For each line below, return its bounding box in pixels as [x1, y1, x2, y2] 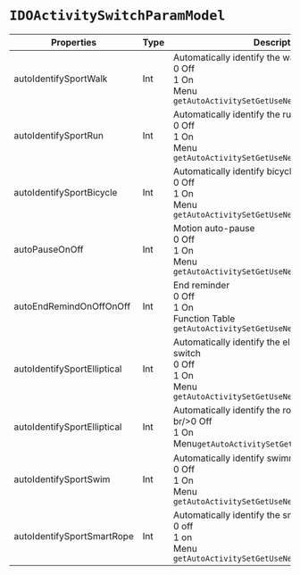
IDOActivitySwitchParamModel [9, 7, 226, 24]
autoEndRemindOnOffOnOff [13, 300, 131, 312]
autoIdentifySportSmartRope [13, 529, 134, 542]
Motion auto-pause [172, 221, 255, 234]
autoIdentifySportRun [13, 129, 104, 141]
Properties [50, 36, 97, 48]
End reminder [172, 279, 230, 291]
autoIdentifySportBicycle [13, 186, 118, 198]
